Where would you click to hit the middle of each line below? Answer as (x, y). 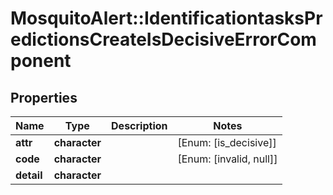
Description (139, 125)
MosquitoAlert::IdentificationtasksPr (166, 18)
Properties (44, 97)
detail (29, 175)
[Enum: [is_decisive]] (227, 142)
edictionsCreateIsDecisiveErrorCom (163, 39)
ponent (41, 61)
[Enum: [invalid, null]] (227, 159)
